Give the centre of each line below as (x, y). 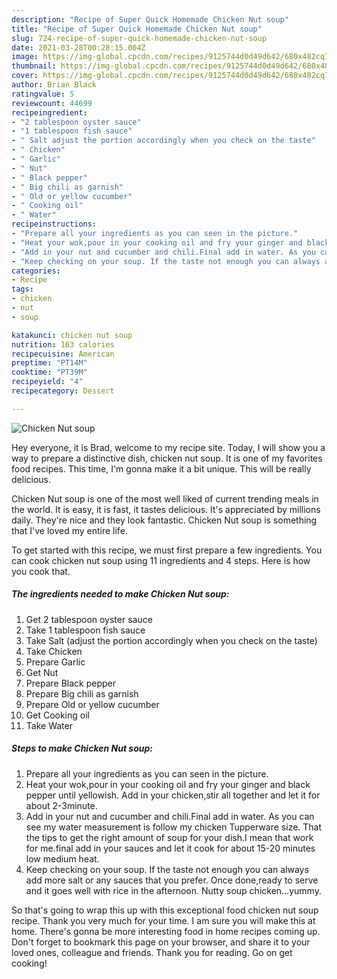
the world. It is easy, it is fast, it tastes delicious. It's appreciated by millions (166, 509)
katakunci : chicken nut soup (72, 335)
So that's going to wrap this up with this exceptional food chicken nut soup (165, 910)
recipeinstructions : (54, 224)
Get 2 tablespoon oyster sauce (89, 619)
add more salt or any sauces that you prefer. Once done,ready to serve (172, 880)
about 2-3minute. (61, 805)
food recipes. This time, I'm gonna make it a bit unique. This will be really (161, 468)
